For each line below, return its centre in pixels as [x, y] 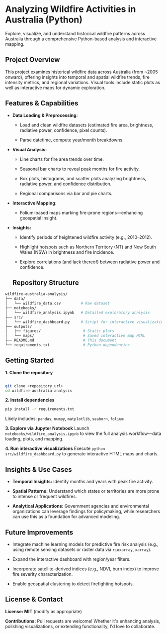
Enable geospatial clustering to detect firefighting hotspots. [73, 584]
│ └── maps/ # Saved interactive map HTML [75, 336]
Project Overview [33, 60]
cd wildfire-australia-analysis [39, 391]
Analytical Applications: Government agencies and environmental [81, 506]
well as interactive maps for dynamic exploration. [55, 88]
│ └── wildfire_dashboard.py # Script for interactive [70, 322]
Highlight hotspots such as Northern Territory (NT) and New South [88, 247]
